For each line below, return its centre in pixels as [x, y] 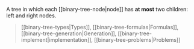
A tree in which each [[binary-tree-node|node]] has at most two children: [97, 9]
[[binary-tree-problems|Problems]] [137, 40]
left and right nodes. [31, 16]
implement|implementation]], [57, 40]
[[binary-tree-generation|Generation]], [69, 33]
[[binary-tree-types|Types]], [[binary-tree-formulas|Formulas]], [100, 27]
